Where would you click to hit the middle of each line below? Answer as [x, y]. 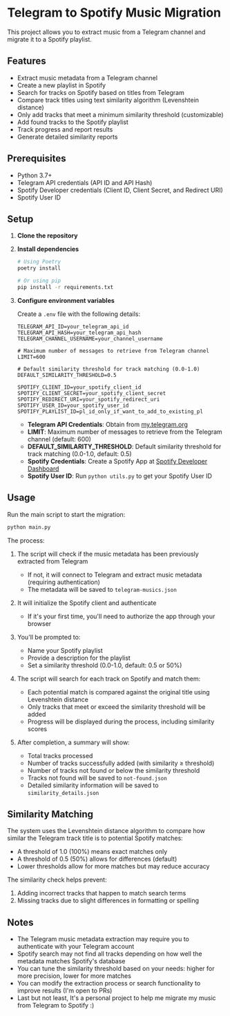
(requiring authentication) [64, 582]
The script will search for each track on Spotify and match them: [109, 678]
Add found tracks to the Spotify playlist [73, 122]
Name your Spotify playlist [65, 650]
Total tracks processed [60, 755]
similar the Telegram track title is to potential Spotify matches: [95, 838]
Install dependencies [48, 249]
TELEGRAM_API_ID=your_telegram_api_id [73, 326]
